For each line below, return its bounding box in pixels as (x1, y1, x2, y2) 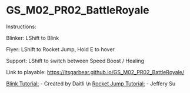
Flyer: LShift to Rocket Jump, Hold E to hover (6, 45, 115, 53)
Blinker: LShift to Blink (6, 34, 59, 41)
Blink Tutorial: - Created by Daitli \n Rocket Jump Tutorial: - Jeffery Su (6, 80, 176, 87)
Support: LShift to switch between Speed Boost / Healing (6, 57, 144, 64)
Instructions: (6, 23, 36, 30)
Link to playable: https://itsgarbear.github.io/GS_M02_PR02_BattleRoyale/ (6, 68, 185, 75)
